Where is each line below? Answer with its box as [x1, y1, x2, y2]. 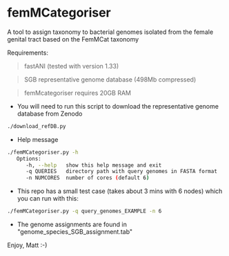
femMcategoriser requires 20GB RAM [23, 89, 131, 97]
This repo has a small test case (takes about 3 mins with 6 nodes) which [17, 187, 223, 195]
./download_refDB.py [7, 122, 67, 129]
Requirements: [7, 48, 48, 57]
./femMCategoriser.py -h [7, 149, 79, 156]
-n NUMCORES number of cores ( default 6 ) [25, 174, 150, 181]
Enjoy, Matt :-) [7, 241, 48, 250]
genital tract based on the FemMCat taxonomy [7, 35, 139, 43]
